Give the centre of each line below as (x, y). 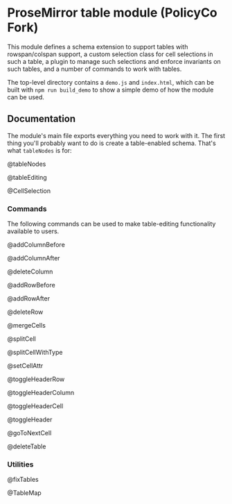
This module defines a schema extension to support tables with (98, 47)
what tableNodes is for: (39, 150)
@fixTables (23, 480)
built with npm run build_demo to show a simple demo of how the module (110, 90)
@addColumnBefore (36, 245)
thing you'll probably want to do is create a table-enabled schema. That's (111, 143)
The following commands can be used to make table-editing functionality (111, 224)
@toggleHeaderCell (35, 406)
